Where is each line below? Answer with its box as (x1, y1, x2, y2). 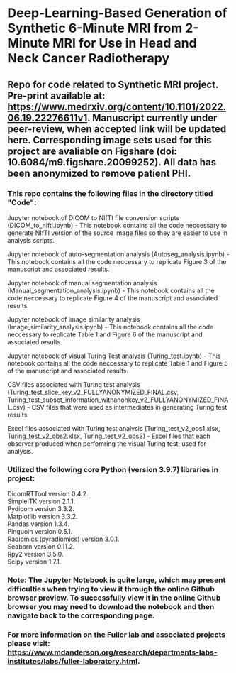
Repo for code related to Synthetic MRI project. (7, 78, 218, 90)
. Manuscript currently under (87, 111, 218, 124)
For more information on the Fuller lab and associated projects (7, 630, 225, 640)
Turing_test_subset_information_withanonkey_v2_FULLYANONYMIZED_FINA (7, 395, 229, 404)
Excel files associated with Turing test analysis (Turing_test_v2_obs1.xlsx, (7, 424, 220, 432)
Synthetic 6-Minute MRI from (7, 20, 183, 36)
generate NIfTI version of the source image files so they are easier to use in (7, 229, 228, 237)
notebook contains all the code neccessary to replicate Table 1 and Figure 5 (7, 359, 228, 367)
